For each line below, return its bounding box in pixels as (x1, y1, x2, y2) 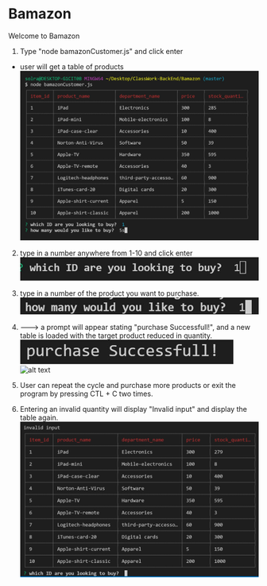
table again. (19, 413, 59, 422)
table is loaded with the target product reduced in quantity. (19, 331, 213, 340)
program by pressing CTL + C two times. (19, 389, 153, 398)
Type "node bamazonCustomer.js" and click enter (19, 46, 184, 56)
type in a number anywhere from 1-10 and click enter (19, 248, 193, 258)
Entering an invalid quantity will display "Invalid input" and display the (19, 404, 248, 413)
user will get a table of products (19, 61, 125, 72)
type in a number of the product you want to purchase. (19, 289, 199, 298)
